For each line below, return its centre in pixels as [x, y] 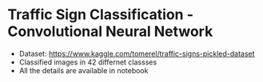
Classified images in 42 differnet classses [88, 62]
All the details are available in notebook [84, 70]
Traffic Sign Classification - [100, 15]
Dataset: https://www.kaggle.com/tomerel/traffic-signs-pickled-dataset [137, 53]
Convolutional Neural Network [110, 31]
